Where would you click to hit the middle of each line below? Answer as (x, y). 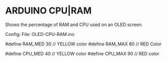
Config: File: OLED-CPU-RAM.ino (40, 34)
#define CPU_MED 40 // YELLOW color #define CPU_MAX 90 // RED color (82, 53)
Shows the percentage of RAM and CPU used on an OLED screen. (74, 24)
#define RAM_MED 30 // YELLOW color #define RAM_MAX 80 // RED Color (83, 44)
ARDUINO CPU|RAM (49, 11)
